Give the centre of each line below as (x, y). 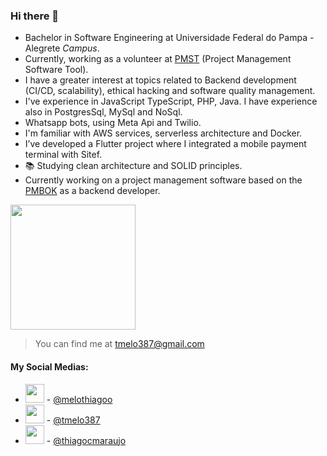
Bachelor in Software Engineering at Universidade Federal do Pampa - (169, 38)
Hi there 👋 (35, 16)
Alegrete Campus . (62, 48)
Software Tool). (56, 70)
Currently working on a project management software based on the (163, 180)
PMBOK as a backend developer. (92, 191)
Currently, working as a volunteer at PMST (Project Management (158, 59)
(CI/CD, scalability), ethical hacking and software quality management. (170, 91)
